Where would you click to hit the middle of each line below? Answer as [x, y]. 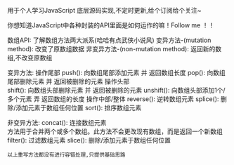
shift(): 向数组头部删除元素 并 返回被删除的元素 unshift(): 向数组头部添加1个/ [117, 90]
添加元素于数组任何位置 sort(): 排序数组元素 [79, 108]
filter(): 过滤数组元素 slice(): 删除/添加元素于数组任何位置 [89, 140]
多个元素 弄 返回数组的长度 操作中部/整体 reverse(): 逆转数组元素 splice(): [113, 99]
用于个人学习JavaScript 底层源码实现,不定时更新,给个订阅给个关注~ [104, 10]
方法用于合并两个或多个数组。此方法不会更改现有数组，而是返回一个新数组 [115, 131]
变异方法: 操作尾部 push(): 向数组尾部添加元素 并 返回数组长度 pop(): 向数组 [117, 73]
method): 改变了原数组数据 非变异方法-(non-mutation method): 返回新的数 [115, 49]
